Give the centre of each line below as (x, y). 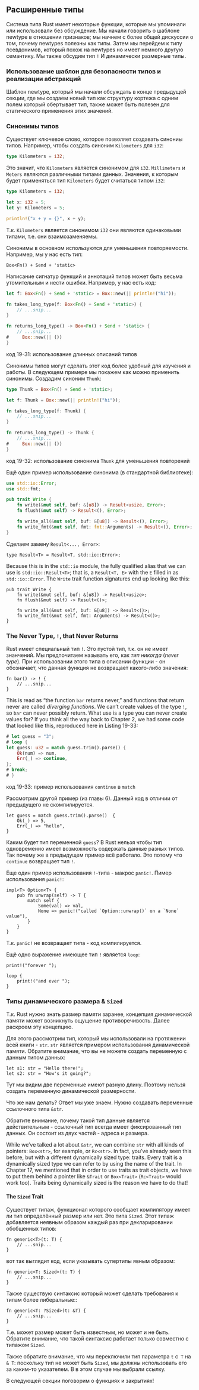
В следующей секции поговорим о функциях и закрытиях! (80, 1381)
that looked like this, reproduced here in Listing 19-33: (72, 725)
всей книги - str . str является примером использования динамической (98, 1045)
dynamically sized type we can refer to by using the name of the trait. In (94, 1164)
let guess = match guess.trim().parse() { (61, 816)
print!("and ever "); (43, 981)
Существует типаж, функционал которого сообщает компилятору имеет (98, 1210)
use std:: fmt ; (24, 489)
